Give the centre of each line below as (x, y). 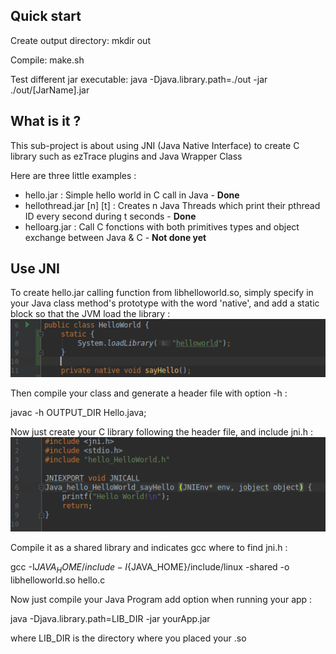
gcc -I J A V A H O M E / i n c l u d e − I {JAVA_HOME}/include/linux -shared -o (150, 568)
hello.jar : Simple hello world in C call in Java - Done (132, 195)
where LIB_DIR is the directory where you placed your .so (128, 638)
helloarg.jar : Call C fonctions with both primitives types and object (162, 226)
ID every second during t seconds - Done (110, 216)
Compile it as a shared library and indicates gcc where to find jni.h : (149, 548)
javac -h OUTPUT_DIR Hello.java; (78, 412)
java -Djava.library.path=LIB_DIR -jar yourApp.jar (110, 618)
